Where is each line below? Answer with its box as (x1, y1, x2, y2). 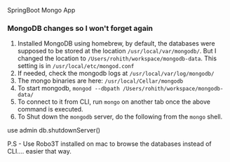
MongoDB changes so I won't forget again (7, 23, 153, 33)
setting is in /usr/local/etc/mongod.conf (17, 62, 135, 70)
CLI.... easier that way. (7, 147, 72, 156)
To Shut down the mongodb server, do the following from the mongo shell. (17, 112, 223, 121)
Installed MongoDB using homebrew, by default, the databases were (17, 39, 215, 48)
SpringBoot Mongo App (7, 6, 76, 14)
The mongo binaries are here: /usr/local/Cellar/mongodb (17, 76, 184, 85)
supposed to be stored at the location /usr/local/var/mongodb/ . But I (17, 47, 217, 55)
